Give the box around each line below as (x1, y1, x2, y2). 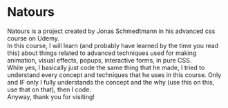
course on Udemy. (7, 34, 60, 42)
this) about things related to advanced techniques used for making (7, 49, 197, 57)
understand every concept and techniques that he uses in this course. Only (7, 70, 222, 79)
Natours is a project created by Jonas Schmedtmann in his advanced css (7, 27, 216, 35)
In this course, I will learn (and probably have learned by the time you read (7, 41, 219, 50)
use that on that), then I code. (7, 85, 92, 94)
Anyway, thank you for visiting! (7, 92, 95, 100)
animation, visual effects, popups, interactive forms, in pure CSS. (7, 56, 192, 64)
